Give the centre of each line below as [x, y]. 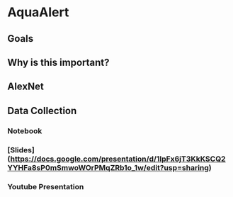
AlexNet [25, 87]
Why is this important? [58, 62]
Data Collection [42, 111]
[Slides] [21, 150]
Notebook [25, 130]
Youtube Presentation [46, 186]
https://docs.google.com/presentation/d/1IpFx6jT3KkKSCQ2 [118, 159]
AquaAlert [38, 12]
